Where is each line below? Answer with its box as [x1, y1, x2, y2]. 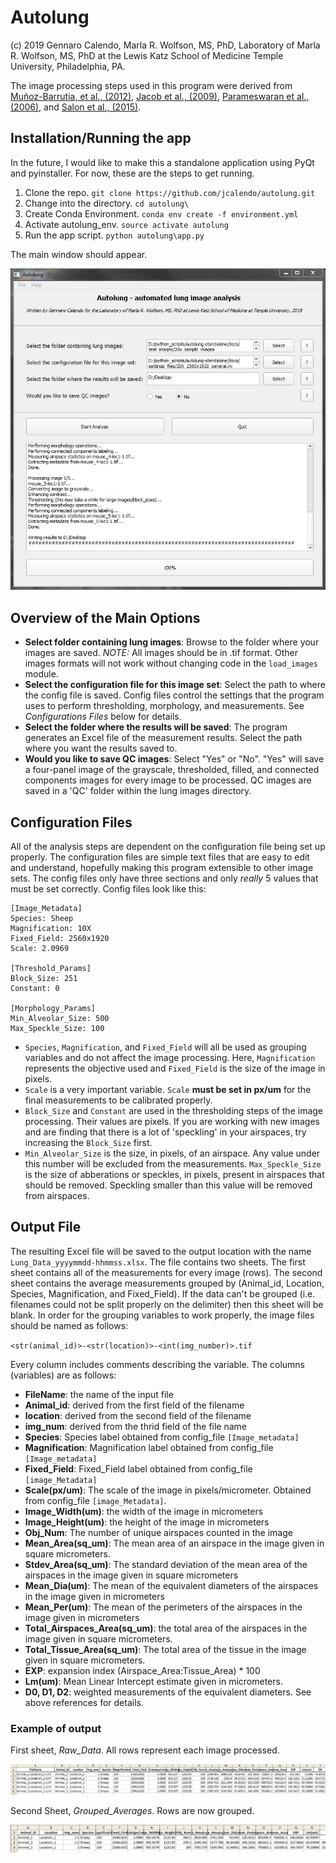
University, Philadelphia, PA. [10, 60, 126, 72]
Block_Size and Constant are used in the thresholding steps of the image [24, 1105, 323, 1116]
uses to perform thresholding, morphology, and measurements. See [24, 700, 305, 712]
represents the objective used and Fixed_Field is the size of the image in [24, 1062, 326, 1074]
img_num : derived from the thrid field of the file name [24, 1420, 247, 1432]
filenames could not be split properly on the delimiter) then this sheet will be [10, 1298, 324, 1310]
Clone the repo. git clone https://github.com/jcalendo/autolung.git [24, 186, 316, 198]
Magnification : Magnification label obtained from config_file [24, 1441, 274, 1453]
